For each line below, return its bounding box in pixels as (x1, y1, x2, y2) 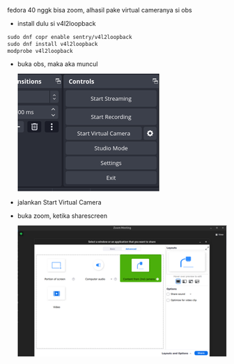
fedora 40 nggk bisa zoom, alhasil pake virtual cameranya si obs (7, 6, 193, 14)
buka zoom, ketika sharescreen (17, 212, 108, 220)
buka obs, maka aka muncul (17, 60, 98, 68)
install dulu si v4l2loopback (17, 19, 96, 27)
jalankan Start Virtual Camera (17, 198, 102, 206)
